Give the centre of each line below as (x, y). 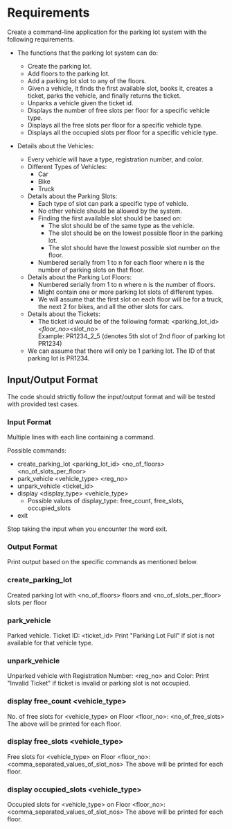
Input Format (29, 422)
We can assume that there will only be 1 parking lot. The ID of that (121, 351)
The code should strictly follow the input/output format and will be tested (111, 396)
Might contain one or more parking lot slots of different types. (126, 292)
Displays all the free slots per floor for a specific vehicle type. (115, 125)
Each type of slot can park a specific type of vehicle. (113, 203)
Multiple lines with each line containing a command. (81, 437)
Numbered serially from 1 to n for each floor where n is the (121, 262)
